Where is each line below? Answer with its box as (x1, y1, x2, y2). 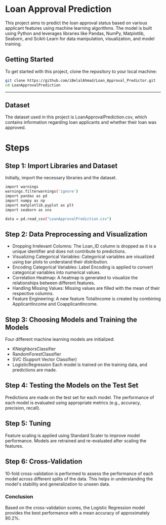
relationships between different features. (12, 280, 95, 286)
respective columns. (12, 291, 54, 297)
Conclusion (5, 493, 34, 500)
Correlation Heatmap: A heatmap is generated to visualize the (12, 275, 138, 281)
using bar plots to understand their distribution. (12, 259, 109, 265)
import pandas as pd (5, 194, 48, 199)
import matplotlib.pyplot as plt (5, 203, 74, 208)
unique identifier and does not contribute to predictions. (12, 249, 126, 255)
